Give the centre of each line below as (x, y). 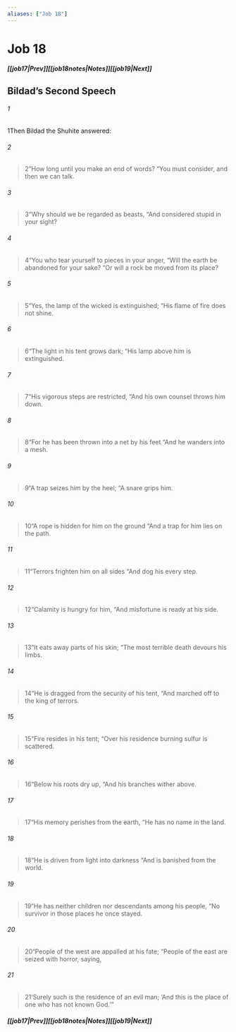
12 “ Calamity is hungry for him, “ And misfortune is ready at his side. (122, 610)
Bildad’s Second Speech (62, 91)
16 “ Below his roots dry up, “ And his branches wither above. (111, 784)
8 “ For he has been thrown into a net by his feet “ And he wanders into (125, 442)
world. (34, 868)
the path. (38, 533)
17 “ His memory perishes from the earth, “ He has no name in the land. (125, 822)
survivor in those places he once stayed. (83, 913)
